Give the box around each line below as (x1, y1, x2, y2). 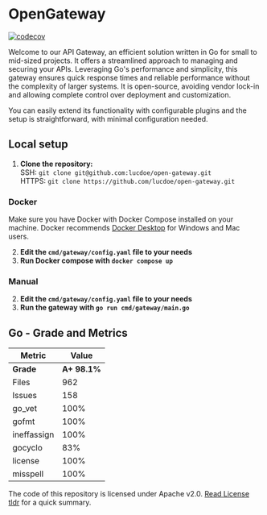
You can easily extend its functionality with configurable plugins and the (8, 106, 247, 115)
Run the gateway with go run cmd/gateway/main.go (19, 303, 190, 313)
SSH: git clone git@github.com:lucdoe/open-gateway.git (19, 167, 212, 177)
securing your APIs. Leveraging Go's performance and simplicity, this (8, 64, 238, 73)
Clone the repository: (19, 159, 93, 168)
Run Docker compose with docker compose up (19, 255, 173, 266)
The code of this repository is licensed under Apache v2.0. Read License (8, 489, 250, 499)
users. (8, 231, 30, 242)
